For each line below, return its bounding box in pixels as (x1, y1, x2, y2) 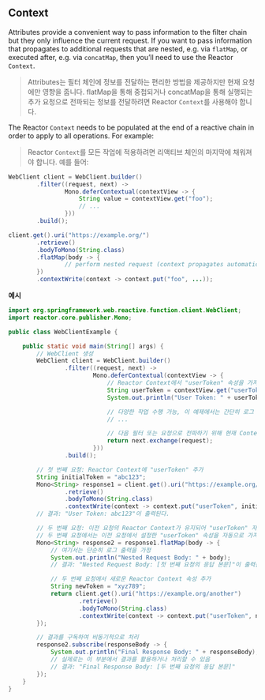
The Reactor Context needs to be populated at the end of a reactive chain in (8, 122, 255, 132)
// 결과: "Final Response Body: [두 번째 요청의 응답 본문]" (50, 663, 236, 671)
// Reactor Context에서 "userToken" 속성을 (106, 379, 244, 387)
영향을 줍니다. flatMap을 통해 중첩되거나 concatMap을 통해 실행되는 (42, 87, 253, 96)
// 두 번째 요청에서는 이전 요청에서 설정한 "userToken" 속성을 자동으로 (36, 531, 244, 540)
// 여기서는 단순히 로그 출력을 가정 (50, 546, 151, 554)
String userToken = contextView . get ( (106, 386, 231, 394)
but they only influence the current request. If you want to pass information (8, 36, 252, 45)
